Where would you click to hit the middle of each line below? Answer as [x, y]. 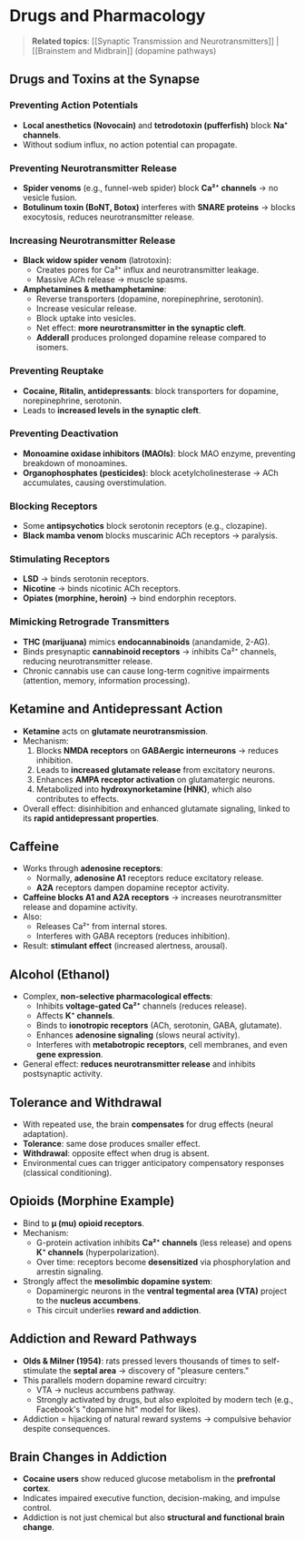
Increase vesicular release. [86, 309]
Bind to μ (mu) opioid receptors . [84, 1223]
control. [37, 1508]
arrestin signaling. [69, 1272]
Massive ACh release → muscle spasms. [112, 279]
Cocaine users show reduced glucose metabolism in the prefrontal [149, 1479]
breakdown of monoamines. [75, 463]
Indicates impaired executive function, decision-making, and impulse [151, 1498]
